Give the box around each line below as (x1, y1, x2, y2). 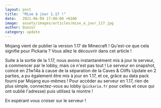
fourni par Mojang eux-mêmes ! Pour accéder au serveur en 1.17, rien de (5, 78, 149, 84)
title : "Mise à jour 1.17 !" (5, 12, 66, 16)
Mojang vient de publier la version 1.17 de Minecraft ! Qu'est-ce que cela (5, 43, 149, 48)
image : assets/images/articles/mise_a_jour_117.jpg (5, 20, 114, 26)
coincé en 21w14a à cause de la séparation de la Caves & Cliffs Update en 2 (5, 68, 157, 73)
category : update (5, 30, 40, 34)
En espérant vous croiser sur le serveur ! (5, 98, 86, 103)
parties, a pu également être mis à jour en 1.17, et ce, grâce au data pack (5, 73, 149, 78)
